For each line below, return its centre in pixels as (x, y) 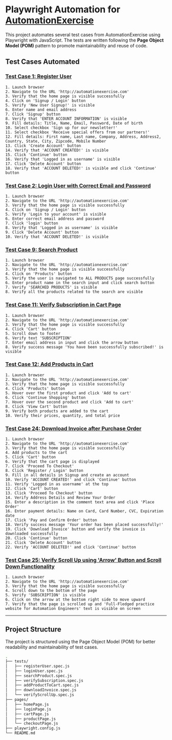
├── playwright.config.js (33, 728)
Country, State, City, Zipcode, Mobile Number (56, 141)
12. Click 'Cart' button (32, 489)
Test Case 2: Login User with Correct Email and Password (78, 185)
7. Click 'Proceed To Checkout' (40, 466)
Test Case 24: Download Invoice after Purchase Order (73, 428)
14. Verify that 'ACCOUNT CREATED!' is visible (57, 150)
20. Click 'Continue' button (36, 538)
